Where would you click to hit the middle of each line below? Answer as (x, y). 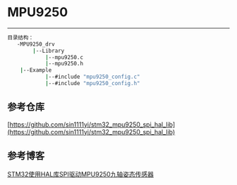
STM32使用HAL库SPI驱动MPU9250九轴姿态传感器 (80, 174)
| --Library (49, 51)
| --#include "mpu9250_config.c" (92, 77)
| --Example (36, 70)
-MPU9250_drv (36, 44)
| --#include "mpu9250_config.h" (92, 84)
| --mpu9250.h (64, 64)
